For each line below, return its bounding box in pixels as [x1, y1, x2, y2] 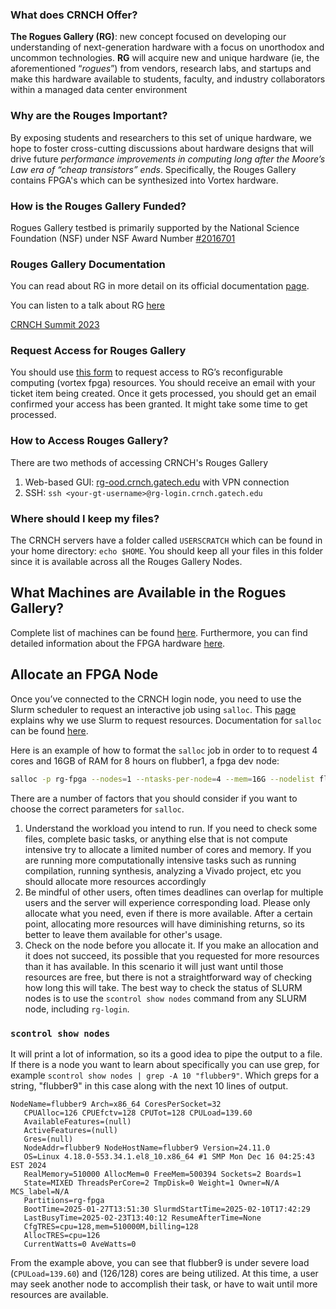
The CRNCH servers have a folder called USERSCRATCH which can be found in [10, 534, 323, 547]
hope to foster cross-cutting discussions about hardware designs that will [10, 142, 314, 154]
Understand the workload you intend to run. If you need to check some [24, 822, 318, 834]
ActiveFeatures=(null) [23, 1125, 118, 1135]
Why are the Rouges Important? [10, 109, 168, 123]
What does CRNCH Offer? [10, 8, 138, 22]
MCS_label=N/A [10, 1186, 70, 1197]
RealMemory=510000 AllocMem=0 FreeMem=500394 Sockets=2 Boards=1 [23, 1169, 302, 1179]
